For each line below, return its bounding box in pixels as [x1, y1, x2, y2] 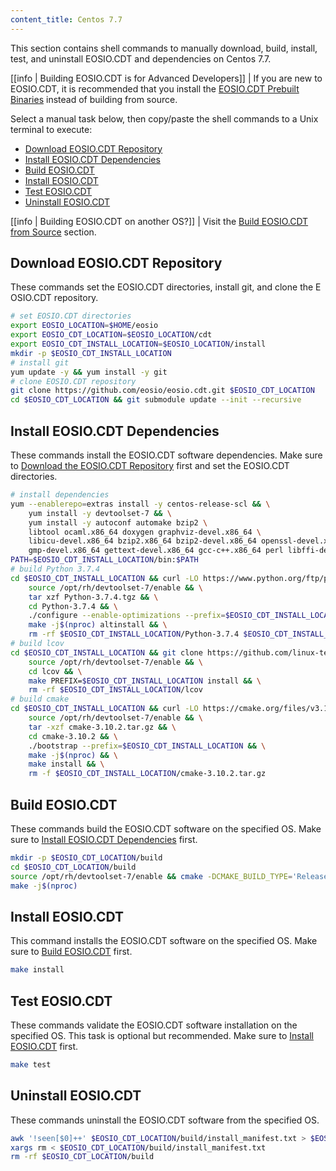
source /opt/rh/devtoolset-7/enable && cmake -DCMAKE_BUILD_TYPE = [10, 871, 293, 881]
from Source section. [10, 226, 97, 238]
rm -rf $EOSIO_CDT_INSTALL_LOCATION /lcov [28, 685, 203, 695]
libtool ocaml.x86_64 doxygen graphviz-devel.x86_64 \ [28, 527, 262, 537]
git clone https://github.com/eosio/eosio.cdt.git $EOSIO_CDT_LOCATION [10, 386, 315, 396]
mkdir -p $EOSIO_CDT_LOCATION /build [10, 852, 163, 863]
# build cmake [10, 694, 70, 705]
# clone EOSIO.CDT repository [10, 376, 137, 386]
